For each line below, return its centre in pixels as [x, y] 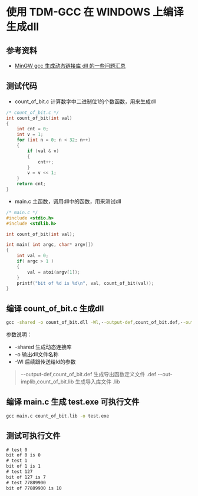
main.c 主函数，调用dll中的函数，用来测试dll [68, 201]
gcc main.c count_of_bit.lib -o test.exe [58, 416]
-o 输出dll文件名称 [37, 354]
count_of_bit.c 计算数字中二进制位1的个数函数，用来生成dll [85, 101]
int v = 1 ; [30, 134]
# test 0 [17, 450]
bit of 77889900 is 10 [34, 488]
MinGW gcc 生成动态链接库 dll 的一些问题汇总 [70, 66]
